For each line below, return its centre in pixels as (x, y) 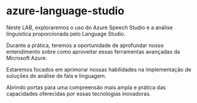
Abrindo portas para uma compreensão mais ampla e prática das (86, 87)
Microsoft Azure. (27, 58)
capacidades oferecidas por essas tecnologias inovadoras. (79, 93)
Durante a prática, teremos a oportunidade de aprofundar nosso (85, 45)
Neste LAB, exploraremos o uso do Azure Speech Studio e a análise (90, 27)
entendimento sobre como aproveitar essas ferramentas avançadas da (93, 51)
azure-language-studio (65, 11)
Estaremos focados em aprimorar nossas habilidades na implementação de (99, 69)
